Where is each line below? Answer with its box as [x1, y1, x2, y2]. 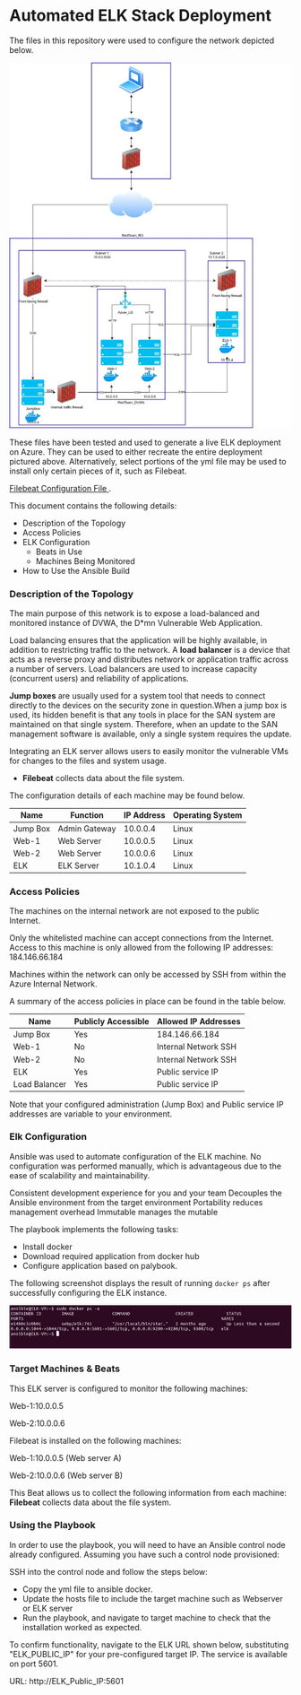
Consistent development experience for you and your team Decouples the [9, 1187, 282, 1198]
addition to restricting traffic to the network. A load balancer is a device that [9, 644, 290, 655]
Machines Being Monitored [35, 555, 136, 566]
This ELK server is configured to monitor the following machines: [9, 1383, 248, 1394]
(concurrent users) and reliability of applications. [9, 673, 190, 683]
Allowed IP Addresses [156, 1015, 241, 1027]
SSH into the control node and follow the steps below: [9, 1566, 208, 1577]
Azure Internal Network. [9, 978, 98, 989]
